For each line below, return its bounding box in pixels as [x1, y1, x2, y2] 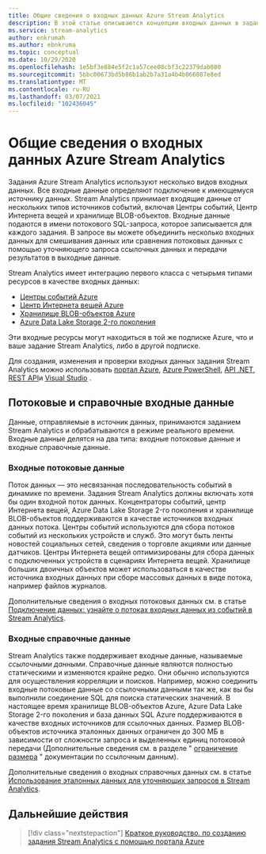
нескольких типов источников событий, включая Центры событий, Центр [8, 203, 258, 212]
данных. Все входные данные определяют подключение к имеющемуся [8, 185, 254, 195]
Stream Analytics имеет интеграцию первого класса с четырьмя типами [8, 269, 253, 278]
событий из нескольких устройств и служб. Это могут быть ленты [8, 531, 234, 540]
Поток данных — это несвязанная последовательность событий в [8, 480, 233, 490]
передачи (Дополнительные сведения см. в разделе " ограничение [8, 744, 238, 753]
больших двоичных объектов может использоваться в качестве [8, 564, 227, 574]
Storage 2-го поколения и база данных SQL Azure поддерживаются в [8, 710, 243, 719]
